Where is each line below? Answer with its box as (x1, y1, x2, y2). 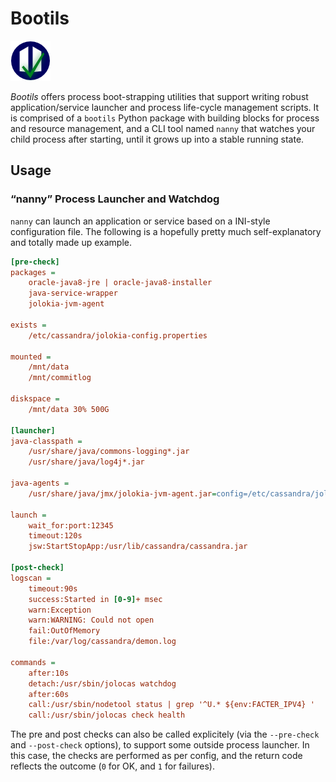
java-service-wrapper (28, 288, 118, 299)
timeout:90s (28, 583, 78, 594)
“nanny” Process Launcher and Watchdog (10, 192, 220, 206)
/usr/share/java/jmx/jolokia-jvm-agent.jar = (28, 488, 217, 499)
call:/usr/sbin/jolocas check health (28, 710, 186, 721)
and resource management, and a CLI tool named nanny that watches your (10, 122, 316, 134)
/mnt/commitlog (28, 373, 92, 383)
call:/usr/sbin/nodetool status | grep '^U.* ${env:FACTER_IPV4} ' (28, 700, 315, 710)
